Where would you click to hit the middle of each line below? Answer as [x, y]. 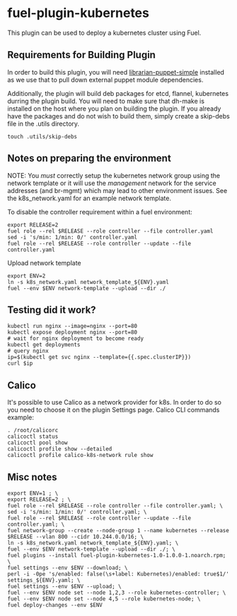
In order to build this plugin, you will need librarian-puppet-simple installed [116, 72]
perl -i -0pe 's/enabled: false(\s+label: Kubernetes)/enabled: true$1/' [118, 574]
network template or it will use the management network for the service [112, 183]
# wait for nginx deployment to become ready [75, 339]
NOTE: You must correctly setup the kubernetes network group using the [114, 175]
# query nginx [28, 351]
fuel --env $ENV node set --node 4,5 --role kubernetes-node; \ [104, 599]
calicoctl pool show [38, 443]
